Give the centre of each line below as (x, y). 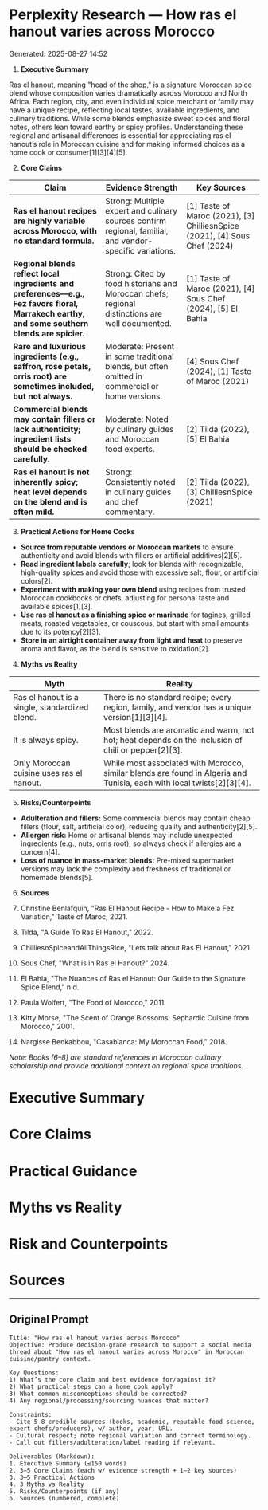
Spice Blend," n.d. (50, 987)
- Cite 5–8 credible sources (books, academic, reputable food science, (132, 1422)
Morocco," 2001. (47, 1026)
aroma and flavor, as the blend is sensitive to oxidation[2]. (115, 648)
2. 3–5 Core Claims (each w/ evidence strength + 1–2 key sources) (123, 1470)
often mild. (34, 512)
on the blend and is (50, 501)
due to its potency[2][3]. (60, 631)
